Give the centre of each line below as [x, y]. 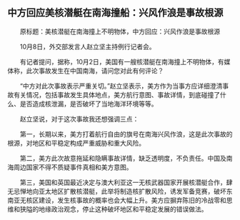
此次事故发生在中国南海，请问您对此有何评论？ [95, 71]
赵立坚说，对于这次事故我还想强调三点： [79, 119]
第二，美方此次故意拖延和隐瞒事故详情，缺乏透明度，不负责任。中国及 [123, 158]
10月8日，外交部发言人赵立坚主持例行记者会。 [87, 46]
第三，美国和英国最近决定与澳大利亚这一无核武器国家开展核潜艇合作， [123, 182]
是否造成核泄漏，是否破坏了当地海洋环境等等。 [89, 104]
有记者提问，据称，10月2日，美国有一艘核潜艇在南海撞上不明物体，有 [122, 61]
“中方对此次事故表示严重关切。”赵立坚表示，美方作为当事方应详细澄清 [121, 86]
